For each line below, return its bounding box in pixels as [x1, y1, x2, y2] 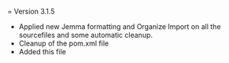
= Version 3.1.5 [7, 7, 55, 16]
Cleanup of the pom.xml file [18, 39, 109, 48]
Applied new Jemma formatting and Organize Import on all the [18, 22, 221, 31]
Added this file [18, 47, 66, 56]
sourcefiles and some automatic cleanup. [18, 31, 153, 39]
